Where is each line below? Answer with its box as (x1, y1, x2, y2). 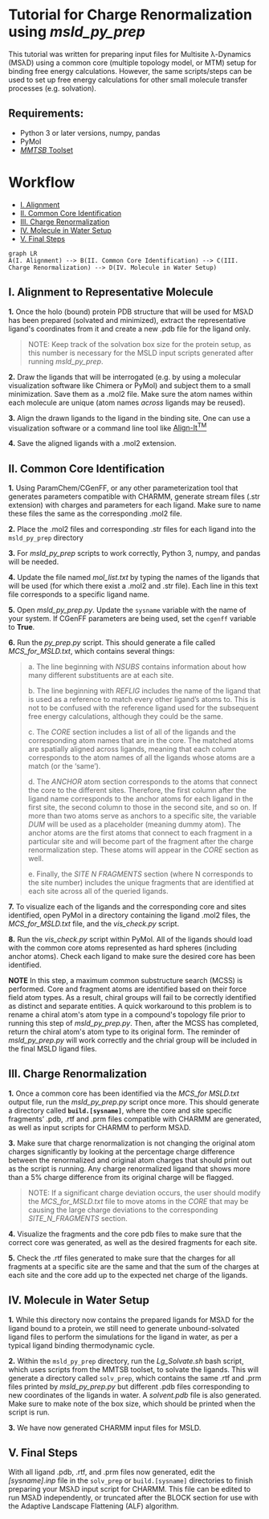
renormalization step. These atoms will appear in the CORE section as (27, 845, 259, 855)
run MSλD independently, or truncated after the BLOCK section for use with (8, 1492, 259, 1503)
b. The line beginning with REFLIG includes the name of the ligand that (27, 685, 261, 696)
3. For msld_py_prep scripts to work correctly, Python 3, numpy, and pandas (8, 548, 261, 557)
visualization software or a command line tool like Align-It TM (8, 422, 207, 433)
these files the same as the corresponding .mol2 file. (8, 508, 182, 518)
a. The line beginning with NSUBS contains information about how (27, 661, 247, 672)
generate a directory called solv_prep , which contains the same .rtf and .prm (8, 1373, 262, 1382)
